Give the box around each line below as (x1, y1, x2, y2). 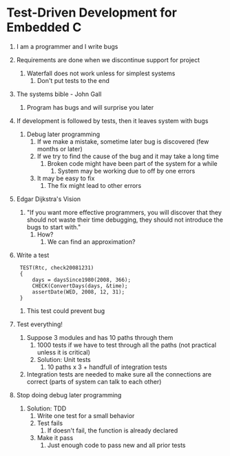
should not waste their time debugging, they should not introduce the (26, 216, 223, 224)
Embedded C (6, 19, 82, 35)
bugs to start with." (26, 222, 81, 231)
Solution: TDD (26, 404, 67, 412)
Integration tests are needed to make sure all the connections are (26, 370, 211, 378)
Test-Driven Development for (6, 5, 177, 21)
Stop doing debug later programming (16, 390, 122, 399)
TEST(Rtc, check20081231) (19, 264, 94, 271)
